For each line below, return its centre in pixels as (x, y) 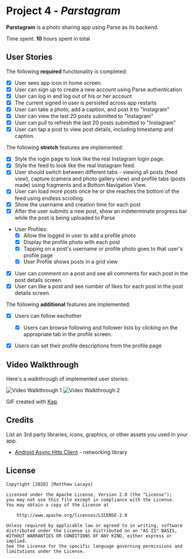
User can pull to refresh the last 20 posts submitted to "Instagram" (95, 123)
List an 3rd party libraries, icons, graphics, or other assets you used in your (97, 434)
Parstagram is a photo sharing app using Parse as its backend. (82, 27)
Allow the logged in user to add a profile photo (80, 235)
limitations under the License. (46, 551)
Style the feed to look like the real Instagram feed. (75, 166)
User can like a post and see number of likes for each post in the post (99, 286)
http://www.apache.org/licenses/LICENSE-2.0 (72, 515)
